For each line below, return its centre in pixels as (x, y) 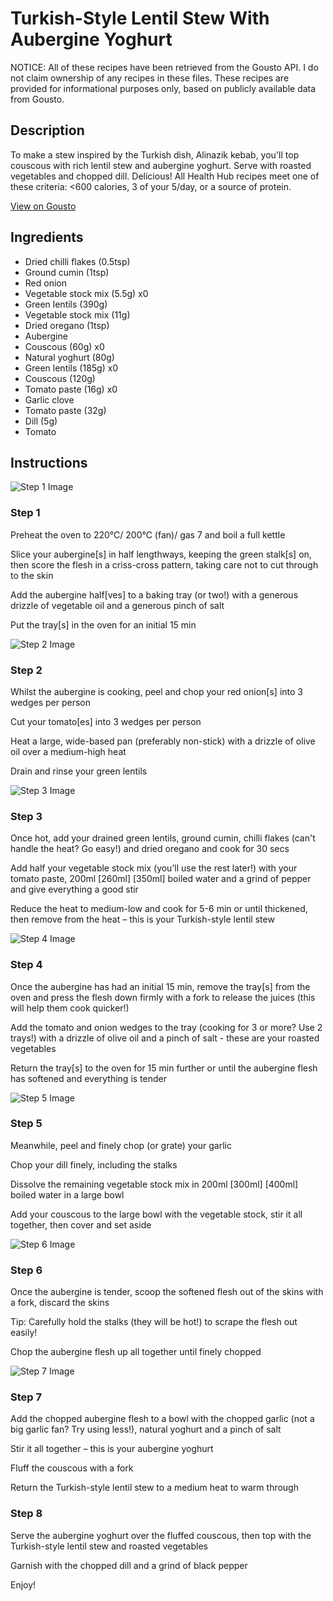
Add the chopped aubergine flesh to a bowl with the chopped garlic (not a (162, 1419)
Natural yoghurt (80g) (69, 357)
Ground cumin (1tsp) (67, 272)
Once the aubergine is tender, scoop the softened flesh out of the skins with (167, 1292)
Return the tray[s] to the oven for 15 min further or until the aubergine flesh (164, 1068)
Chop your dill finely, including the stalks (94, 1164)
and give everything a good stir (74, 889)
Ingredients (47, 237)
